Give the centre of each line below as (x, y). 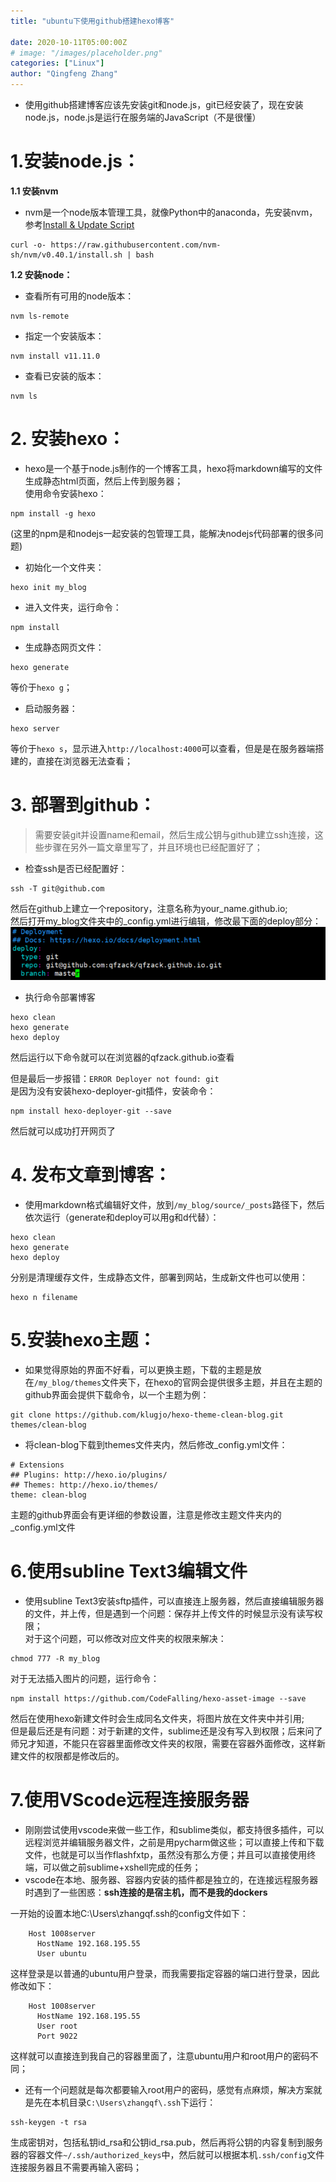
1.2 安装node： (41, 274)
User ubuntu (61, 1954)
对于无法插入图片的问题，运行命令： (85, 1679)
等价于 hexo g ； (41, 687)
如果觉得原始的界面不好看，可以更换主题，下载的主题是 (138, 1370)
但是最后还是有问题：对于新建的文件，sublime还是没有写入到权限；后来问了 (166, 1731)
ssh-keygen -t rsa (48, 2123)
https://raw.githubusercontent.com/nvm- (136, 245)
